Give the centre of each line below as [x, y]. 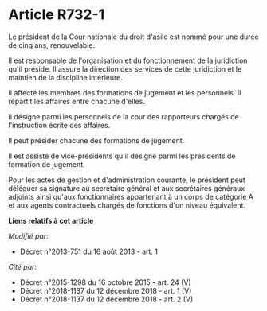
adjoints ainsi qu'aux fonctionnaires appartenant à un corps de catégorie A [131, 196]
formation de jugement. [47, 164]
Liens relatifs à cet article [51, 220]
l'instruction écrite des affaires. [59, 125]
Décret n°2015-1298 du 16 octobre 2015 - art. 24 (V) [105, 282]
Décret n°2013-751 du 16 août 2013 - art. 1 [88, 251]
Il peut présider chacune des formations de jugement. [96, 140]
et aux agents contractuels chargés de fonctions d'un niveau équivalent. [127, 205]
